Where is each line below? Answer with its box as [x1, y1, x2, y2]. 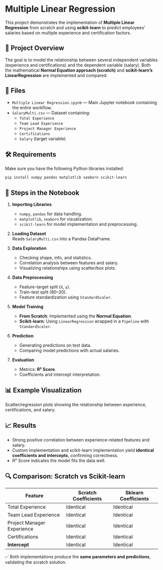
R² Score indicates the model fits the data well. [12, 458, 106, 463]
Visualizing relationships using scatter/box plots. [19, 265, 116, 271]
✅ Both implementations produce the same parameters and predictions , [5, 553, 151, 559]
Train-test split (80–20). [19, 289, 67, 295]
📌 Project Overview [5, 44, 65, 52]
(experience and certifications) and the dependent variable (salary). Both [5, 62, 151, 68]
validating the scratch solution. [5, 559, 66, 565]
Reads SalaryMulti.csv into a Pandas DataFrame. [12, 236, 111, 242]
